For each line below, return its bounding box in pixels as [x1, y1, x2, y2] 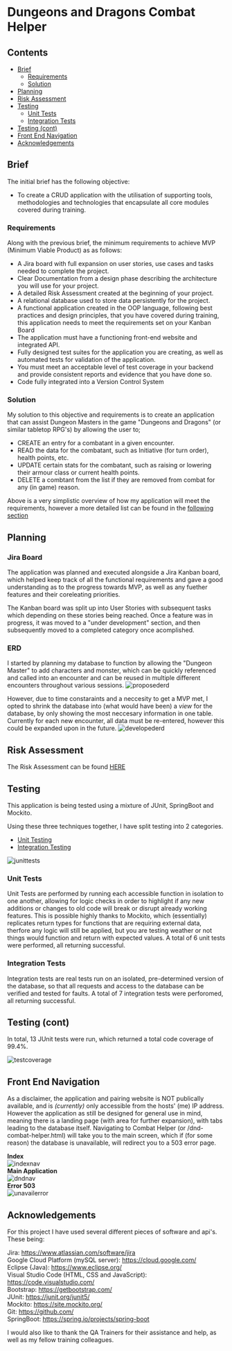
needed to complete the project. [17, 267, 109, 275]
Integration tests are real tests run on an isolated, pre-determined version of [7, 974, 224, 983]
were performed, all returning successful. [7, 941, 126, 950]
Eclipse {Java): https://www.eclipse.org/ [7, 1263, 123, 1272]
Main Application [7, 1167, 57, 1175]
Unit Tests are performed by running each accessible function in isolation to [7, 890, 224, 898]
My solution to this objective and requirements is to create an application [7, 411, 215, 419]
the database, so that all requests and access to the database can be [7, 981, 204, 990]
